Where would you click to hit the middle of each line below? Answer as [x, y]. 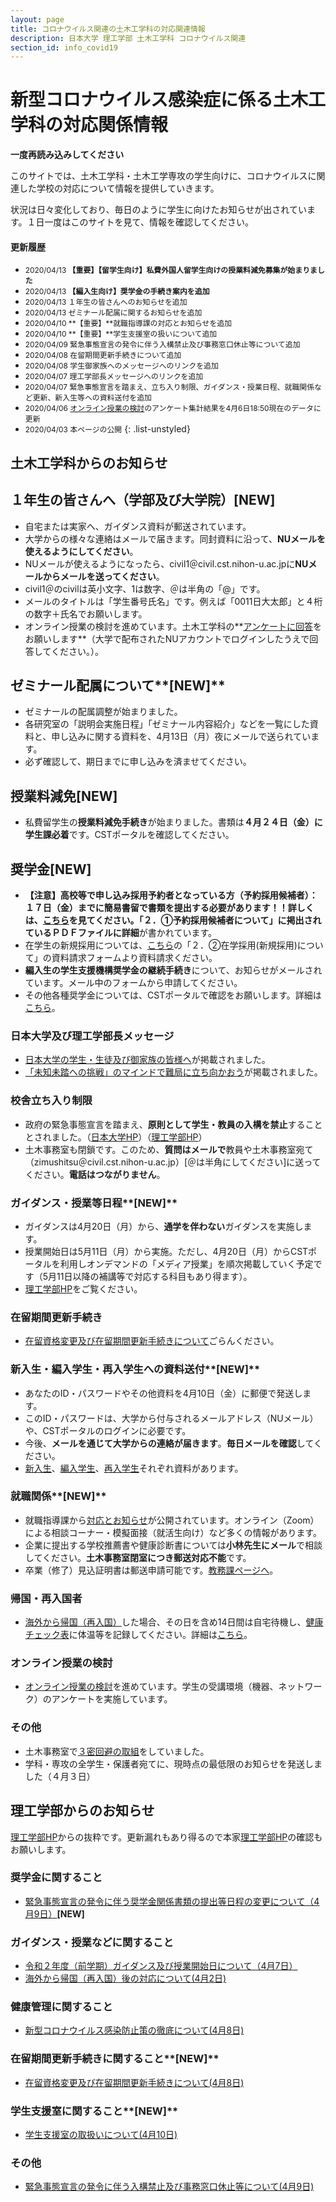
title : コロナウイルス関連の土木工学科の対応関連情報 [108, 29]
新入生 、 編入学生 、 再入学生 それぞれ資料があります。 [134, 1468]
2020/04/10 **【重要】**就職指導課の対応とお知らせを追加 [128, 323]
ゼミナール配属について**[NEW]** [118, 685]
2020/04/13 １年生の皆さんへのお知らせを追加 [106, 302]
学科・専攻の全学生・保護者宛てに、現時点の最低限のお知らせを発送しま [173, 1763]
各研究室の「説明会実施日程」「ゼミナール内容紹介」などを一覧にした [167, 724]
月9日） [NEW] [54, 1913]
